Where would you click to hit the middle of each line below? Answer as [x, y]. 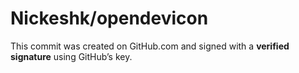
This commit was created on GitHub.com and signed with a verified [150, 46]
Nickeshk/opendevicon [109, 18]
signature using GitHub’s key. [71, 56]
